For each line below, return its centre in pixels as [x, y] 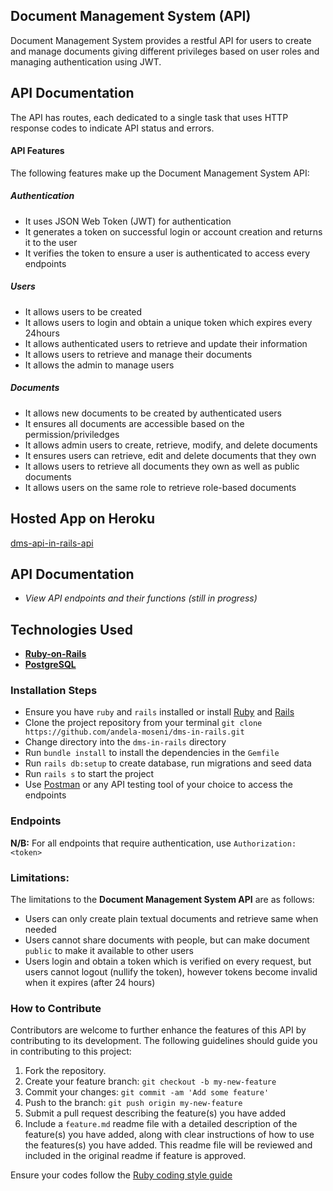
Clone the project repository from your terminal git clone [143, 723]
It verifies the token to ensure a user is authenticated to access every [167, 253]
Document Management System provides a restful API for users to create [161, 40]
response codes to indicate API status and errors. [112, 128]
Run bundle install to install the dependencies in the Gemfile [152, 753]
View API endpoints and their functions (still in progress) [141, 598]
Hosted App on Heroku [82, 519]
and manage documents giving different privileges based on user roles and [165, 51]
